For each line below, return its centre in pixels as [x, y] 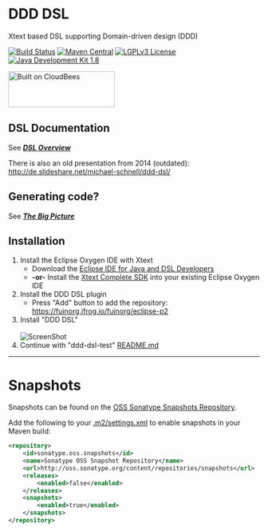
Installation [37, 241]
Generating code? [54, 197]
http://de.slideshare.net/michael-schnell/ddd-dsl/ [89, 171]
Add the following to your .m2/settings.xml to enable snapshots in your [124, 423]
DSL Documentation [59, 128]
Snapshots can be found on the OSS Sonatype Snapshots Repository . [122, 407]
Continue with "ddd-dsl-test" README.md [89, 346]
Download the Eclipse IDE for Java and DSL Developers [123, 269]
